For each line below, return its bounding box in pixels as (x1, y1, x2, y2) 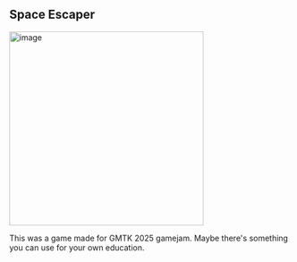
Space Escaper (9, 7, 96, 22)
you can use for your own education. (9, 241, 145, 253)
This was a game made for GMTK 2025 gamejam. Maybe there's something (9, 232, 289, 243)
